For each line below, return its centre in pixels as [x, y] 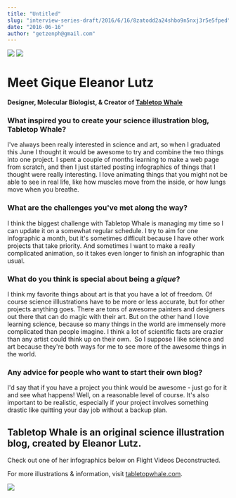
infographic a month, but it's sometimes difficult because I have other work [116, 238]
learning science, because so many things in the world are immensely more [117, 324]
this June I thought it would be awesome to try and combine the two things [116, 152]
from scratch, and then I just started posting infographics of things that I [111, 167]
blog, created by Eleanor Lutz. [74, 443]
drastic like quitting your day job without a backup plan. [87, 410]
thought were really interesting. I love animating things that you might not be [118, 175]
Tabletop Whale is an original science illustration [116, 432]
